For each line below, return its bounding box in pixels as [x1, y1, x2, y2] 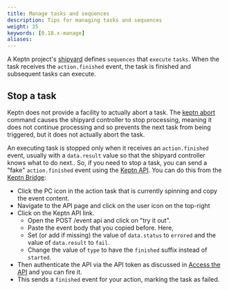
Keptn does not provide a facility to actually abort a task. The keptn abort [7, 108, 216, 117]
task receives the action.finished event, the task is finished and [7, 62, 192, 71]
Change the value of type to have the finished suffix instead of [27, 246, 208, 254]
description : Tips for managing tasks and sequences [7, 17, 163, 24]
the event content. [17, 194, 70, 202]
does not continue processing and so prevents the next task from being [7, 123, 211, 131]
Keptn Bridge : [7, 173, 46, 181]
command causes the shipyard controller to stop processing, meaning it [7, 115, 212, 123]
